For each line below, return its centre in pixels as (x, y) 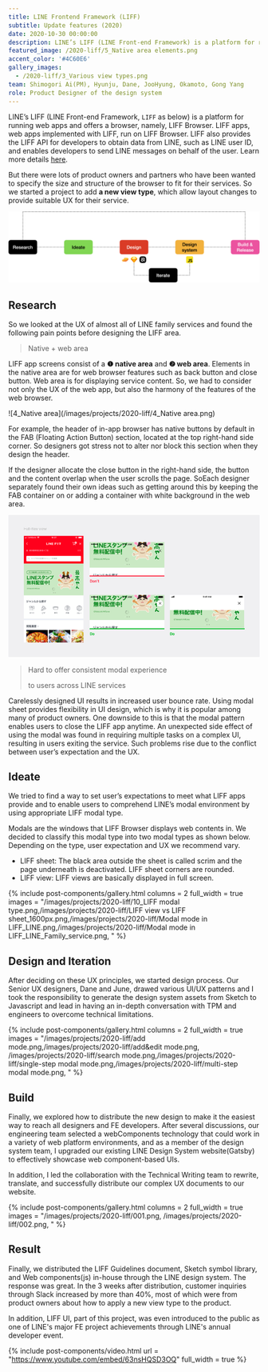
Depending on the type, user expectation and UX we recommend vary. (124, 846)
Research (33, 305)
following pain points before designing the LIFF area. (95, 333)
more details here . (38, 159)
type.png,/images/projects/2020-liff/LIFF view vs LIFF (97, 910)
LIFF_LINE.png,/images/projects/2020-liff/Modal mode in (102, 927)
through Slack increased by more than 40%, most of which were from (123, 1294)
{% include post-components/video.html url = (84, 1350)
